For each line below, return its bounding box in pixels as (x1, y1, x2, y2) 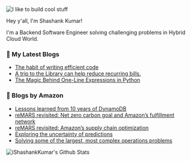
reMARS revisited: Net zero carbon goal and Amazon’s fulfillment (14, 111, 175, 119)
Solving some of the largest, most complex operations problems (14, 136, 172, 144)
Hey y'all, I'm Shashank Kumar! (6, 17, 83, 24)
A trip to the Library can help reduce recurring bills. (14, 70, 141, 77)
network (14, 117, 36, 125)
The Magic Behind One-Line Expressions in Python (14, 77, 140, 84)
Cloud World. (6, 35, 39, 42)
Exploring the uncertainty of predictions (14, 130, 113, 138)
